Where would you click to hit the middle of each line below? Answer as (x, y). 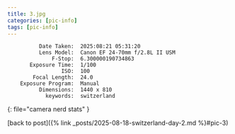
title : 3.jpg (27, 14)
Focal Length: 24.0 (63, 78)
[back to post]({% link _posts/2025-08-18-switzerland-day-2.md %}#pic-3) (118, 123)
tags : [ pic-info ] (33, 27)
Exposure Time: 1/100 (63, 65)
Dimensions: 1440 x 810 (75, 90)
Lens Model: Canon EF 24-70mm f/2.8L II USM (107, 53)
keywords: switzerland (80, 96)
